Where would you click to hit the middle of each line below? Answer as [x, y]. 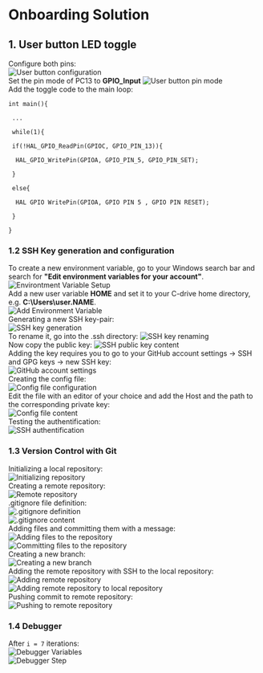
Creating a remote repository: [57, 485]
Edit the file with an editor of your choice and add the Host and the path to [131, 396]
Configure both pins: [42, 63]
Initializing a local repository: [56, 468]
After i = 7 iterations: [44, 643]
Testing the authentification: [55, 422]
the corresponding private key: [59, 405]
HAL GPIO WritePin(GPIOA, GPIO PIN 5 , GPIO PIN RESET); [113, 202]
